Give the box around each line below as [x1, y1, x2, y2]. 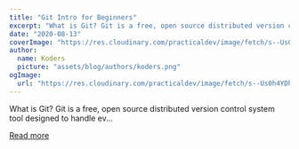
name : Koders [17, 54, 66, 63]
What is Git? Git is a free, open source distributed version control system [9, 103, 276, 114]
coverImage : [9, 37, 53, 47]
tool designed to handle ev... [9, 113, 114, 123]
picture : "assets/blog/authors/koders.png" [17, 63, 181, 72]
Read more [9, 129, 50, 140]
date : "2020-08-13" [9, 29, 82, 38]
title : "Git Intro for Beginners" [9, 12, 138, 22]
